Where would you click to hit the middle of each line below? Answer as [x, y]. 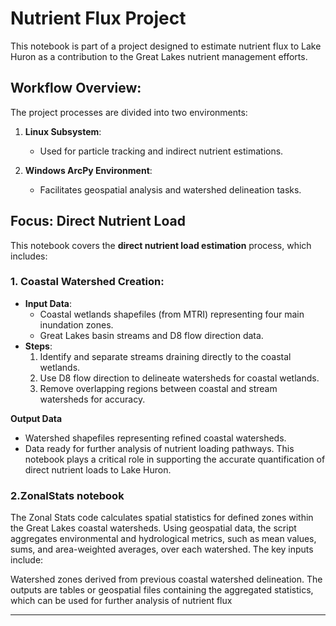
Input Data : [48, 303]
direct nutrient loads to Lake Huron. [98, 469]
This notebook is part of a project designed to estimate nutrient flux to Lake [166, 46]
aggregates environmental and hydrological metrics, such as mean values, [163, 539]
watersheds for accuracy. [92, 399]
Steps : [38, 346]
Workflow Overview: [76, 88]
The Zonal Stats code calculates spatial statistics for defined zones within [162, 518]
